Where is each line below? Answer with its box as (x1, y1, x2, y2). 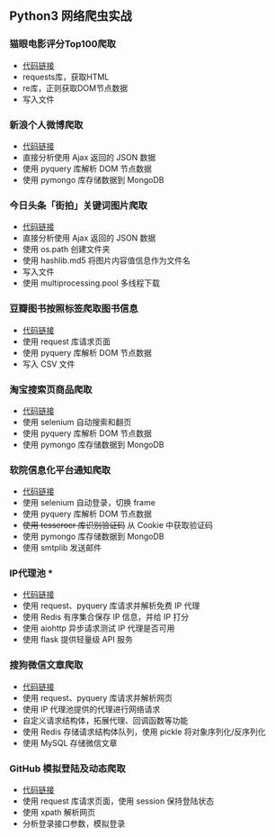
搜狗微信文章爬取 (9, 659, 84, 671)
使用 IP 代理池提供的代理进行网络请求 (22, 704, 161, 714)
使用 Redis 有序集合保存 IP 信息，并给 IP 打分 (22, 612, 190, 623)
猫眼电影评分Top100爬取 (9, 38, 117, 50)
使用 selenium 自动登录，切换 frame (22, 497, 155, 508)
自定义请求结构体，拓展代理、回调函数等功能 (22, 714, 189, 725)
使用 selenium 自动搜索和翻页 (22, 416, 132, 427)
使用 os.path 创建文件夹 (22, 244, 111, 255)
